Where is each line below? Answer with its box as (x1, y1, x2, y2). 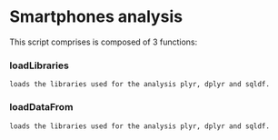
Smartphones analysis (9, 6, 184, 27)
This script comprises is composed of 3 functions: (9, 36, 198, 47)
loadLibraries (9, 59, 70, 72)
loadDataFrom (9, 101, 74, 114)
